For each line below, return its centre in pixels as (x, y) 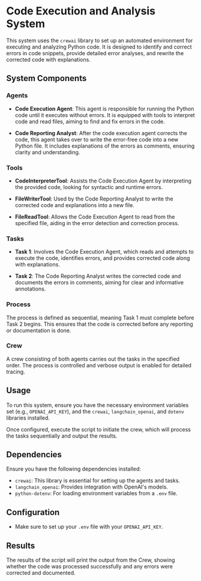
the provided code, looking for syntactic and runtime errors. (89, 187)
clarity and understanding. (47, 152)
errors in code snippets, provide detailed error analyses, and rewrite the (95, 53)
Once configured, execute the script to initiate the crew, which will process (98, 429)
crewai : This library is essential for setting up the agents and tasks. (97, 481)
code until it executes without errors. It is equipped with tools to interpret (105, 115)
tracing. (16, 372)
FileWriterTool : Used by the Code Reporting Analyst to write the (94, 199)
